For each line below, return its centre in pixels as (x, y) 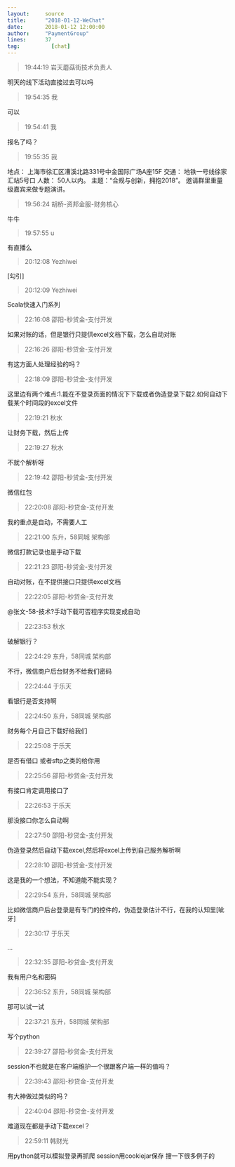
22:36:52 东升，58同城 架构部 (67, 992)
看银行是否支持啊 (32, 701)
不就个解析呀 (26, 462)
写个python (23, 1036)
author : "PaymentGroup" (48, 33)
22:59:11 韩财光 (46, 1141)
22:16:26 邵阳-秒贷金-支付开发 (68, 349)
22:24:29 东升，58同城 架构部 (68, 656)
